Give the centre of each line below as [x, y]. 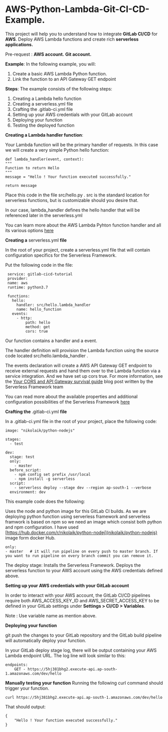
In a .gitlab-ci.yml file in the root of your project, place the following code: [81, 421]
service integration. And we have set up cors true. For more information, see [84, 376]
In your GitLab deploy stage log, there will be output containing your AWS [81, 650]
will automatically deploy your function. [46, 640]
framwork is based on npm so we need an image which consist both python [83, 521]
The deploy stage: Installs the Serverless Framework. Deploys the [73, 565]
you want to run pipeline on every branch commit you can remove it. [79, 556]
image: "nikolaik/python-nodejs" [40, 431]
